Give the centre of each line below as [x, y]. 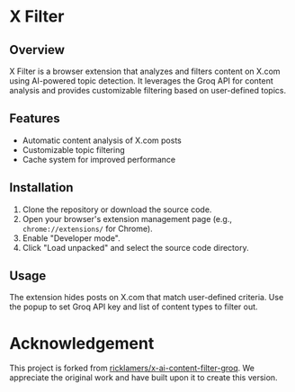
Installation [41, 187]
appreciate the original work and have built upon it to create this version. [143, 378]
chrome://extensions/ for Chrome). [87, 228]
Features [35, 119]
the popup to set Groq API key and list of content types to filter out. [134, 307]
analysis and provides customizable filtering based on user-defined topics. [147, 90]
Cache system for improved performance [99, 159]
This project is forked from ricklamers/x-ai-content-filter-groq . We [132, 368]
